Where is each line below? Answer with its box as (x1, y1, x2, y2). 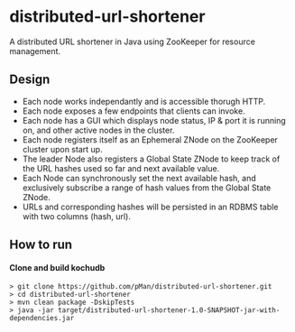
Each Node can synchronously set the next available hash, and (22, 172, 257, 183)
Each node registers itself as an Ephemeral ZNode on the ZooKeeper (22, 134, 278, 145)
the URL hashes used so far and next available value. (22, 162, 220, 173)
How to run (9, 237, 73, 253)
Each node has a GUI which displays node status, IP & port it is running (22, 115, 286, 125)
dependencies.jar (9, 314, 75, 323)
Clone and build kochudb (9, 262, 106, 272)
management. (9, 45, 61, 56)
